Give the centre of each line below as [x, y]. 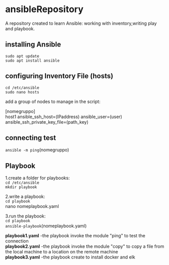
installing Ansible [33, 45]
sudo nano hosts [22, 92]
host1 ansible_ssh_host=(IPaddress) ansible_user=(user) [64, 117]
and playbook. [20, 28]
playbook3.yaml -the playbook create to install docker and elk [70, 257]
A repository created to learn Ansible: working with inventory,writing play [81, 23]
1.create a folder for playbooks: [38, 178]
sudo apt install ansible [32, 61]
